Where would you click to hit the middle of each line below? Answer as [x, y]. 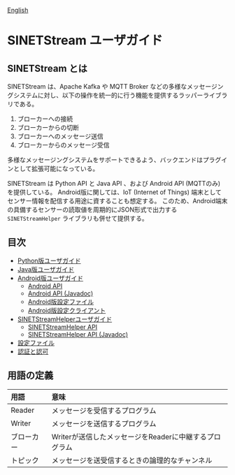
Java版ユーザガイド [46, 269]
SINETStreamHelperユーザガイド [65, 319]
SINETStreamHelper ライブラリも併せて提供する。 [78, 218]
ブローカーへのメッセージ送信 [60, 136]
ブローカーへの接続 [45, 119]
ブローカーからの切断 [48, 127]
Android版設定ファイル [61, 301]
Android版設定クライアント [67, 310]
